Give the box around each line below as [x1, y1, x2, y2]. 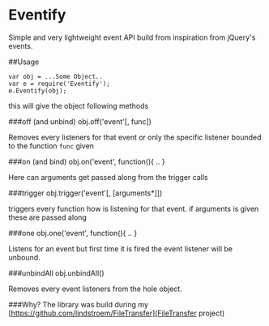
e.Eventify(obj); [8, 87, 67, 95]
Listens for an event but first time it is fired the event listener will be [8, 243, 233, 253]
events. [8, 41, 33, 50]
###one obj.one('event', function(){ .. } [8, 228, 138, 238]
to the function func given [8, 140, 95, 151]
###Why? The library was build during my [8, 299, 148, 309]
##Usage [8, 57, 40, 66]
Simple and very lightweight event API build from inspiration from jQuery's [8, 32, 256, 42]
